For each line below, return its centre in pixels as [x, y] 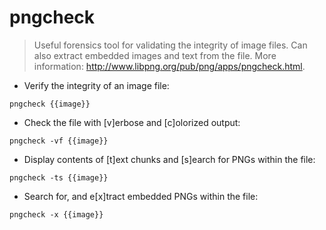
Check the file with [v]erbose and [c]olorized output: [132, 122]
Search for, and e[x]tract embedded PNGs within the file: [141, 196]
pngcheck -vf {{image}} [59, 141]
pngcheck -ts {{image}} [59, 177]
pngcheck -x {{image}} [56, 214]
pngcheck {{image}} [50, 104]
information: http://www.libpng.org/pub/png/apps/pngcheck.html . [169, 66]
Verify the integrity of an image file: [96, 85]
